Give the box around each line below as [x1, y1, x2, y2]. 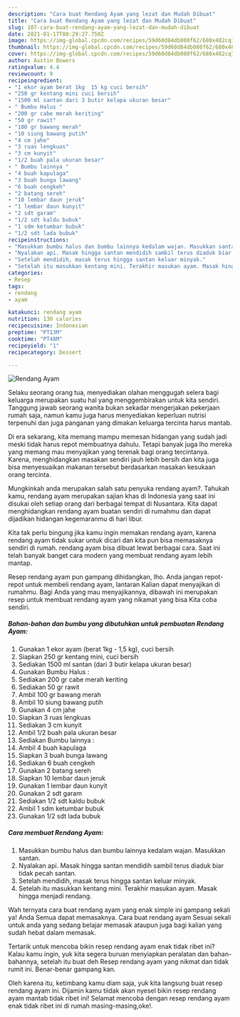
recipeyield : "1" [8, 342, 60, 349]
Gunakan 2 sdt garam [18, 789, 83, 798]
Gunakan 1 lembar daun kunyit [18, 781, 108, 790]
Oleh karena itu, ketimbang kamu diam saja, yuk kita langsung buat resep [8, 979, 223, 988]
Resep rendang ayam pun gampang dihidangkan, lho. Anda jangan [8, 573, 204, 581]
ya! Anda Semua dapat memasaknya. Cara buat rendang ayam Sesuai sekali [8, 913, 231, 922]
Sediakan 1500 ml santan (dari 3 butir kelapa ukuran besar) [18, 660, 192, 668]
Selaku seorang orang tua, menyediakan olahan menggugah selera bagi [8, 389, 219, 397]
